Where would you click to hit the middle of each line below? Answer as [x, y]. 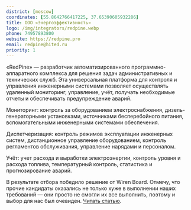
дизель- [175, 109]
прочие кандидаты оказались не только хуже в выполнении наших [91, 188]
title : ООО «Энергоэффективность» [49, 22]
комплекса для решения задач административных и [106, 73]
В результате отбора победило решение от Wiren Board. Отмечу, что [93, 182]
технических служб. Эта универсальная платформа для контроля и [92, 79]
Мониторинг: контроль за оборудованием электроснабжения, [85, 109]
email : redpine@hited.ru [37, 45]
